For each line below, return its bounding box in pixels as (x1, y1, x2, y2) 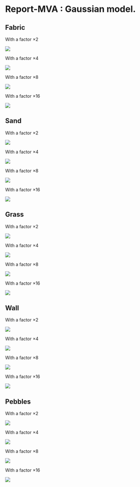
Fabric (5, 23, 26, 32)
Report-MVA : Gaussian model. (5, 3, 136, 15)
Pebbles (5, 397, 31, 406)
